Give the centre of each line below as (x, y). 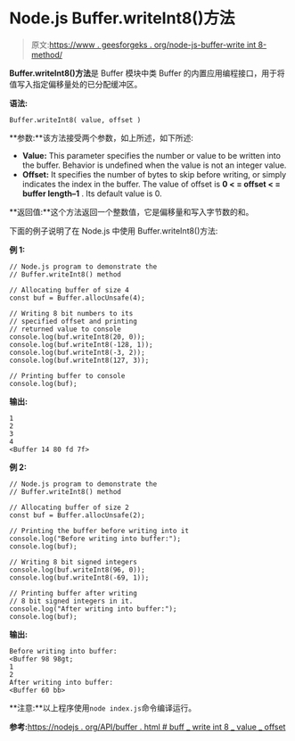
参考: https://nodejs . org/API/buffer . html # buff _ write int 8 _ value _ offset (147, 727)
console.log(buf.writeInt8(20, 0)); (77, 337)
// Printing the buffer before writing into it (99, 531)
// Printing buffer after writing (74, 593)
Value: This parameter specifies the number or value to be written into (151, 155)
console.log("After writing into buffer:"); (93, 609)
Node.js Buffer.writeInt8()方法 (122, 18)
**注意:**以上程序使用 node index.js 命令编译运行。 (103, 708)
